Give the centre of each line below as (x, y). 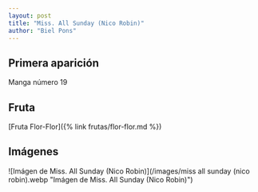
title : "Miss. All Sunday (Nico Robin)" (77, 23)
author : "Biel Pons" (43, 30)
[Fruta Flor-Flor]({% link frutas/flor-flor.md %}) (85, 126)
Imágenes (34, 152)
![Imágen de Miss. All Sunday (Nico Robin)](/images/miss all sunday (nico (129, 171)
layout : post (30, 16)
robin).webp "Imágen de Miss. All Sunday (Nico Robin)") (101, 179)
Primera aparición (54, 63)
